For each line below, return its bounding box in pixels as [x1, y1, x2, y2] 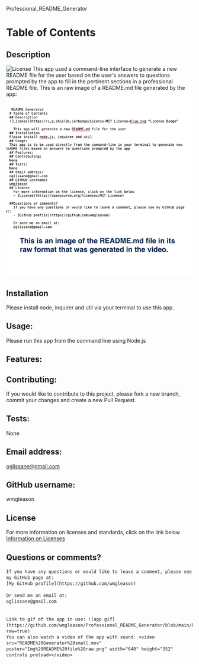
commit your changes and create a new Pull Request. [6, 397, 136, 403]
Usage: [6, 321, 34, 331]
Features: [6, 354, 43, 365]
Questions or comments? [6, 552, 102, 562]
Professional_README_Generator [6, 5, 88, 12]
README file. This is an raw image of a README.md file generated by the [6, 84, 185, 91]
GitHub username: [6, 480, 76, 490]
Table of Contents [6, 26, 96, 39]
